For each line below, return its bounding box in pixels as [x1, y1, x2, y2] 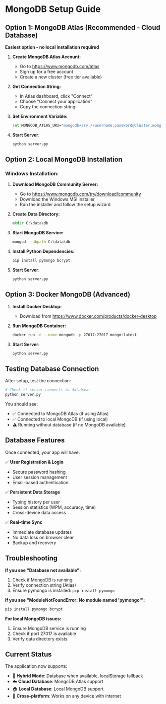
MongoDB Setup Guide [5, 3, 101, 15]
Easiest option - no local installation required [5, 44, 99, 50]
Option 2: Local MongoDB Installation [5, 155, 123, 164]
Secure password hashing [12, 469, 66, 475]
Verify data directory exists [12, 635, 68, 641]
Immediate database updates [12, 529, 72, 535]
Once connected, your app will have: [5, 449, 80, 455]
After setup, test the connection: [5, 378, 71, 384]
